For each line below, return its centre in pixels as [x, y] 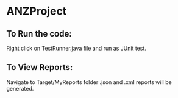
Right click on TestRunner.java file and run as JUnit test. [76, 48]
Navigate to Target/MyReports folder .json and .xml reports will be [89, 82]
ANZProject [37, 11]
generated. [20, 88]
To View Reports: [40, 67]
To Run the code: [39, 34]
